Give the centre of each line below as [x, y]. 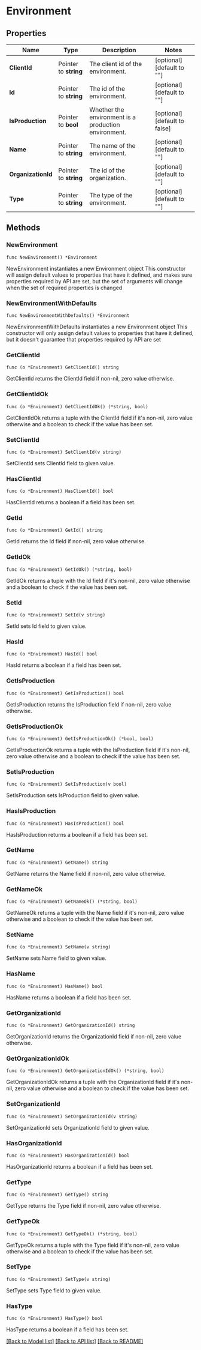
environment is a [113, 117]
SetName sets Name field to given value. [56, 958]
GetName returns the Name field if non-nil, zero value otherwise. [86, 873]
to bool [68, 125]
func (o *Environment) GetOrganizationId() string [71, 1026]
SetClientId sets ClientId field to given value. [61, 463]
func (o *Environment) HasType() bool [54, 1319]
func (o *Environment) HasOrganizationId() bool [68, 1156]
